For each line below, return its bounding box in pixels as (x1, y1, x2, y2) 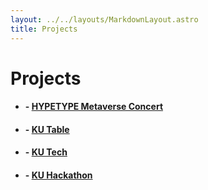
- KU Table (24, 123, 70, 135)
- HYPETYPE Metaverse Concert (24, 101, 164, 113)
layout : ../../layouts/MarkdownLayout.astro (10, 14, 199, 25)
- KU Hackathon (24, 169, 93, 181)
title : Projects (10, 24, 78, 34)
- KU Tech (24, 146, 68, 158)
